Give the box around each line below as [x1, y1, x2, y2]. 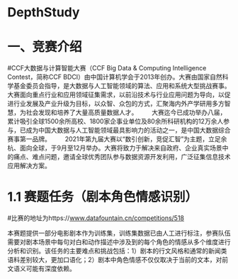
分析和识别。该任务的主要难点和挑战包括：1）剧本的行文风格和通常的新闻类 [7, 246, 227, 256]
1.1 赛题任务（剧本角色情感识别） [7, 189, 198, 205]
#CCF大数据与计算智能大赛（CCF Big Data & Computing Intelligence [7, 64, 207, 72]
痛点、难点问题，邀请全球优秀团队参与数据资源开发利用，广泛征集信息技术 [13, 153, 231, 161]
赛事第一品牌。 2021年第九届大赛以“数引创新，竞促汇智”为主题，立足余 [7, 135, 227, 143]
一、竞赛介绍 [7, 39, 83, 55]
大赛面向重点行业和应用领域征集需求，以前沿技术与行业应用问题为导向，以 [7, 90, 225, 99]
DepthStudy [7, 4, 80, 21]
